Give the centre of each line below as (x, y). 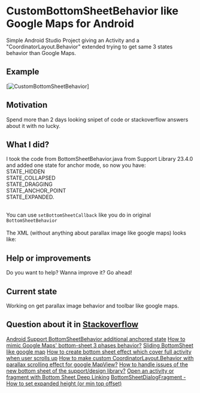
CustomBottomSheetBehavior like (92, 11)
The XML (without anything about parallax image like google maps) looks (96, 233)
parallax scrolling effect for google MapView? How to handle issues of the (97, 364)
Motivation (27, 105)
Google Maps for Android (70, 24)
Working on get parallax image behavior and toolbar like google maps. (93, 306)
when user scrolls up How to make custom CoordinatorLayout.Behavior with (100, 358)
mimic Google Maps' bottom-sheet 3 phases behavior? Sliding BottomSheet (100, 345)
